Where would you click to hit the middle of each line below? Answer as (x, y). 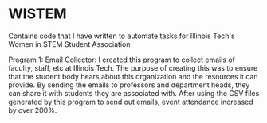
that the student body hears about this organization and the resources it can (133, 76)
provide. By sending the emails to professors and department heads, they (129, 85)
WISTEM (37, 14)
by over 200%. (33, 110)
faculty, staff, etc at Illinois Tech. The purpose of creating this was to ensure (133, 67)
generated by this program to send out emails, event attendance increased (131, 102)
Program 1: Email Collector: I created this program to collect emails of (122, 60)
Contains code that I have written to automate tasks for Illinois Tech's (122, 36)
